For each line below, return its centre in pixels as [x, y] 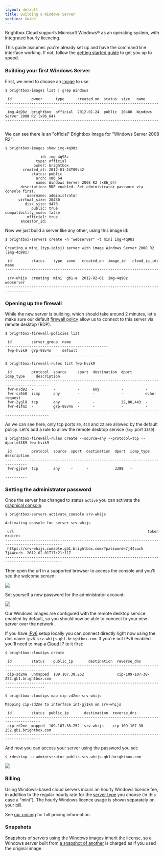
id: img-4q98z [54, 157]
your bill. [14, 805]
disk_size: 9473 [41, 204]
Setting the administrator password [48, 489]
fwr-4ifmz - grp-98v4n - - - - [77, 406]
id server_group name [39, 342]
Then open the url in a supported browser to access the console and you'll [80, 571]
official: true [42, 217]
